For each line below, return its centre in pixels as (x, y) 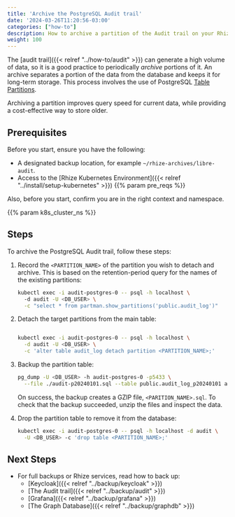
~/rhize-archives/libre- (179, 163)
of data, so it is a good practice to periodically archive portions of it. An (110, 67)
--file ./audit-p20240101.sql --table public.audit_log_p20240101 (123, 384)
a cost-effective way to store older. (58, 111)
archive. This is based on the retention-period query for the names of (117, 272)
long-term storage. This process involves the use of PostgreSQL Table (109, 82)
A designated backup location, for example (79, 163)
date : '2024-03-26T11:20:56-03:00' (59, 20)
